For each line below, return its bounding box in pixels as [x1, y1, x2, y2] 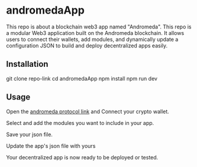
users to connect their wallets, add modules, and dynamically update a [6, 36, 179, 43]
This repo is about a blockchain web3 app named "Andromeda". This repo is [6, 23, 192, 30]
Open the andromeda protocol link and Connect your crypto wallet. [6, 108, 170, 115]
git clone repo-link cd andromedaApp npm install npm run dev [6, 75, 158, 82]
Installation [6, 59, 49, 69]
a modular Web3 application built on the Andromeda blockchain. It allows [6, 29, 185, 36]
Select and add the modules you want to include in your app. [6, 119, 154, 126]
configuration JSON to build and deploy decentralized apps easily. [6, 42, 168, 49]
